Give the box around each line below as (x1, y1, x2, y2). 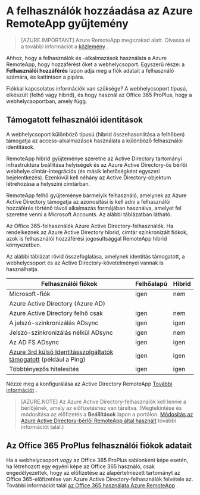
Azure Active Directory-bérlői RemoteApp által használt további (20, 417, 177, 424)
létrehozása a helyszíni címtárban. (6, 180, 90, 187)
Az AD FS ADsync (9, 338, 60, 346)
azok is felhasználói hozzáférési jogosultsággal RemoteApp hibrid (6, 235, 167, 242)
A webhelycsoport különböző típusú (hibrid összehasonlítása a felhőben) (6, 130, 185, 138)
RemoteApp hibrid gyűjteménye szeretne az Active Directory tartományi (6, 155, 183, 162)
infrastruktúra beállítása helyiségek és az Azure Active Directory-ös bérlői (6, 161, 187, 168)
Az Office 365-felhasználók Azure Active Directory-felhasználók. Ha (6, 222, 174, 229)
